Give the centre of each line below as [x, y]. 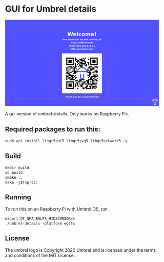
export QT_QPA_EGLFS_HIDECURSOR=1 [40, 218]
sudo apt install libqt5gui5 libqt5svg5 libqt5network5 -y [66, 141]
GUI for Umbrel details [51, 9]
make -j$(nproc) [21, 183]
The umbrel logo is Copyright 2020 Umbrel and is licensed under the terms [81, 250]
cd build [14, 173]
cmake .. [14, 178]
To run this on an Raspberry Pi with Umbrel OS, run [56, 209]
